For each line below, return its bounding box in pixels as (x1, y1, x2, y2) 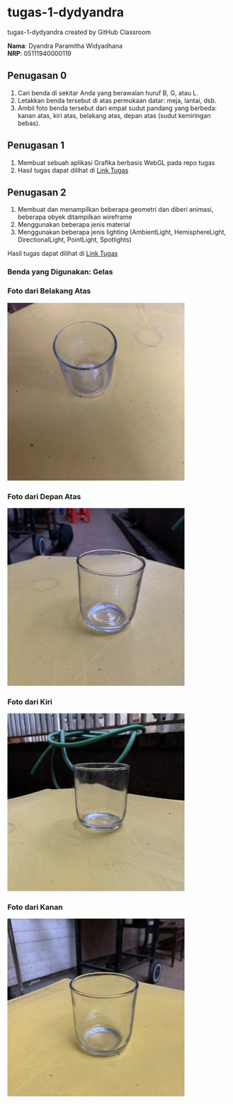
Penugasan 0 (7, 70, 67, 82)
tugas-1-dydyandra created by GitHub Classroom (7, 28, 152, 36)
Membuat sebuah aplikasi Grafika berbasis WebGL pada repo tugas (17, 158, 215, 167)
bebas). (17, 119, 40, 127)
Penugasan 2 (7, 186, 67, 198)
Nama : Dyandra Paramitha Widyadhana (7, 41, 123, 50)
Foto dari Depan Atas (7, 491, 81, 501)
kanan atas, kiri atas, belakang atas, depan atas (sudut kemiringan (17, 111, 211, 119)
